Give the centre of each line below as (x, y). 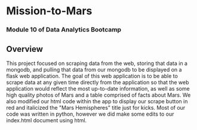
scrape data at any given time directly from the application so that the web (98, 82)
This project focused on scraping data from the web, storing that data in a (97, 63)
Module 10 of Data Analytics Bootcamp (64, 30)
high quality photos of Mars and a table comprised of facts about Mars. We (98, 95)
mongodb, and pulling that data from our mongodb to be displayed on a (94, 69)
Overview (25, 49)
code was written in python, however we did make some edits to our (90, 114)
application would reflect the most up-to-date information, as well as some (98, 88)
